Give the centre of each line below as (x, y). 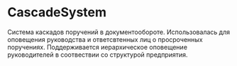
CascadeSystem (57, 12)
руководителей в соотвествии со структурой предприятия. (98, 55)
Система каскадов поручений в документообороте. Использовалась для (119, 32)
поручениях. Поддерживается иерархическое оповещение (98, 47)
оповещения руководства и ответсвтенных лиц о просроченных (105, 39)
